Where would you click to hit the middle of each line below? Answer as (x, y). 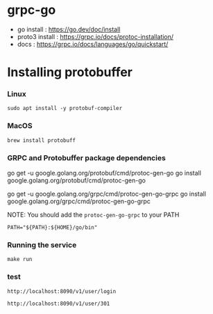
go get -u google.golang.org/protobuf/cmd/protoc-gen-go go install (104, 173)
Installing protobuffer (70, 72)
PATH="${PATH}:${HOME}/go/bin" (52, 228)
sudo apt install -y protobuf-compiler (65, 109)
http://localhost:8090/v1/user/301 (59, 304)
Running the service (42, 244)
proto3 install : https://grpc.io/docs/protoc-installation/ (95, 36)
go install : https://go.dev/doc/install (69, 29)
